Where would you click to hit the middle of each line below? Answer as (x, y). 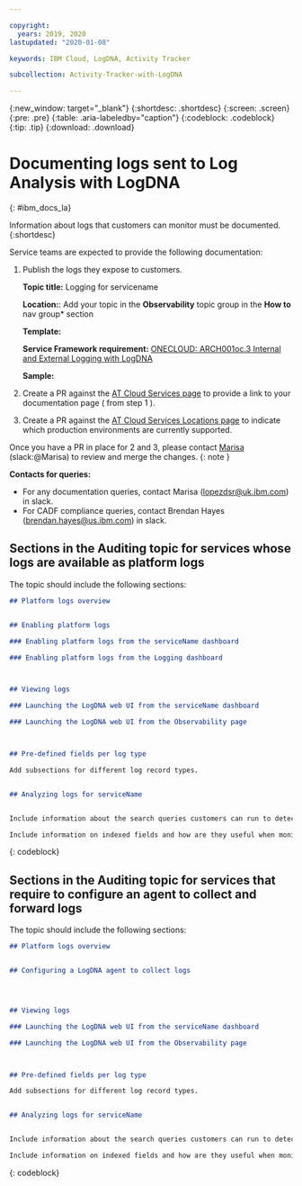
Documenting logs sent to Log (124, 164)
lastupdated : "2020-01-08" (60, 42)
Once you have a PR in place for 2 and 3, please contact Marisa (127, 447)
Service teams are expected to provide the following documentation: (136, 252)
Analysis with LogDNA (95, 183)
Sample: (38, 376)
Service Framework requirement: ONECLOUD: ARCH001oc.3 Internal (151, 349)
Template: (41, 332)
